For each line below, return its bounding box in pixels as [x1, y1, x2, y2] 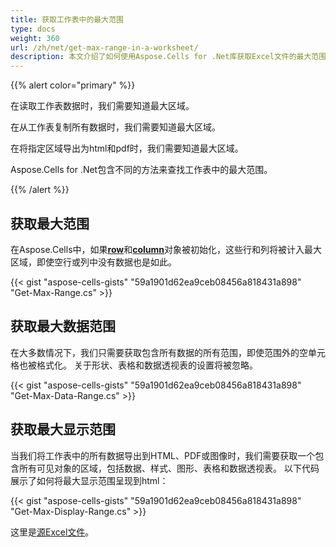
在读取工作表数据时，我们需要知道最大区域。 [10, 100, 195, 112]
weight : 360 [10, 33, 60, 43]
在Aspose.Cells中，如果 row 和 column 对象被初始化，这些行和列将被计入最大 [10, 243, 323, 255]
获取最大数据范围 [10, 318, 116, 335]
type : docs [10, 24, 56, 34]
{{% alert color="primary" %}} [10, 79, 136, 91]
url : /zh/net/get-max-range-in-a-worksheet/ [10, 42, 199, 53]
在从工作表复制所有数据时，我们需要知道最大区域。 [10, 121, 221, 133]
